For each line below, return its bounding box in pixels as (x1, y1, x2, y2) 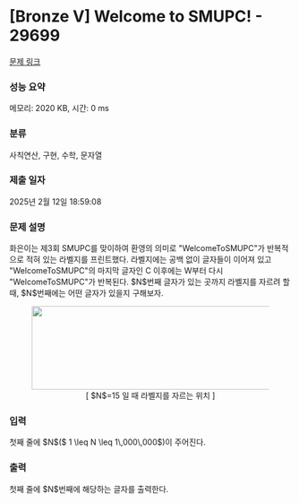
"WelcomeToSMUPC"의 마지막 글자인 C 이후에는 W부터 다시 (9, 265, 224, 276)
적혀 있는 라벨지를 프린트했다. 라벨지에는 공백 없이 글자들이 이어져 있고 (25, 254, 272, 265)
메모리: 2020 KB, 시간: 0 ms (9, 103, 109, 114)
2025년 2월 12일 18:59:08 (9, 195, 102, 207)
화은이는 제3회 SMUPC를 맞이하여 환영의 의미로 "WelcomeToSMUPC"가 (9, 243, 266, 254)
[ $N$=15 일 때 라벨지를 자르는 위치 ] (85, 390, 216, 401)
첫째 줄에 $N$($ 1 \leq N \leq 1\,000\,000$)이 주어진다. (9, 437, 206, 447)
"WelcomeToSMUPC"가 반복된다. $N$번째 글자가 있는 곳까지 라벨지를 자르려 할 (9, 276, 291, 288)
